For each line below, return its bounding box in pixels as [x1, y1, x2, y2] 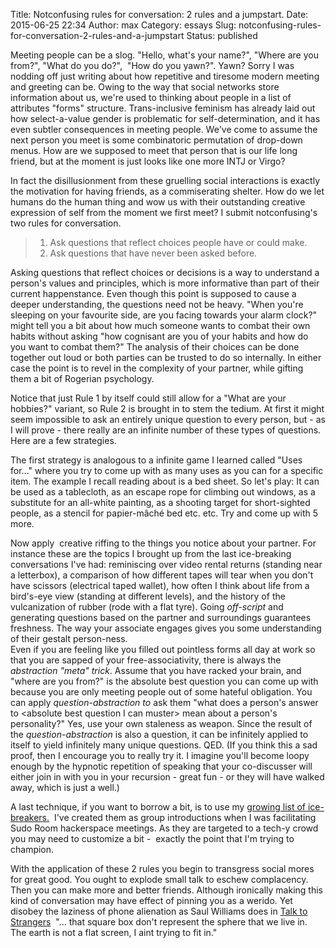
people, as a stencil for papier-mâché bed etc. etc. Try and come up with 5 [10, 507, 318, 519]
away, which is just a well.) [10, 782, 120, 793]
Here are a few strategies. [10, 435, 117, 446]
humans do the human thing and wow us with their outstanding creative [10, 196, 306, 208]
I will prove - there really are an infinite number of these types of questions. [10, 424, 322, 436]
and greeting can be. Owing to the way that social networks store [10, 81, 280, 93]
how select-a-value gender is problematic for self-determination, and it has [10, 113, 321, 124]
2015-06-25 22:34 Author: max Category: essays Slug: [10, 19, 237, 31]
